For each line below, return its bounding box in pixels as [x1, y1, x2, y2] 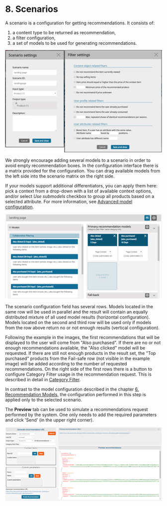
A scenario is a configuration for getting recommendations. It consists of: [5, 20, 155, 26]
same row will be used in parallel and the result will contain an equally [5, 309, 148, 315]
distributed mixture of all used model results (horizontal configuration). [5, 314, 150, 320]
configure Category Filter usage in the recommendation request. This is [5, 371, 152, 377]
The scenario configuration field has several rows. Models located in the [5, 304, 153, 310]
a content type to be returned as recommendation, [12, 29, 116, 35]
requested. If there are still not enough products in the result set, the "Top [5, 350, 156, 356]
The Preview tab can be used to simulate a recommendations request [5, 407, 148, 413]
